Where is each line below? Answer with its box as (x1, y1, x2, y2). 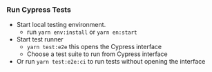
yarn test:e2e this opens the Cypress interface (26, 43, 162, 51)
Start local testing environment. (16, 21, 106, 29)
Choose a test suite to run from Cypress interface (26, 50, 168, 58)
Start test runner (16, 35, 64, 44)
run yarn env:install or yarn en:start (26, 28, 137, 36)
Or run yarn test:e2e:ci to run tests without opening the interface (16, 57, 206, 66)
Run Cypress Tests (6, 5, 72, 15)
